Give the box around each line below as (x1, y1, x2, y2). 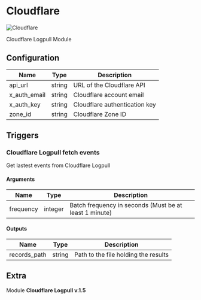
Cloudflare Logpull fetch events (6, 149, 100, 157)
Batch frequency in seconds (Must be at (69, 201, 182, 209)
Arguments (6, 175, 35, 183)
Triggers (6, 131, 39, 141)
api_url (9, 81, 28, 89)
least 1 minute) (69, 208, 112, 217)
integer (44, 205, 64, 213)
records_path (9, 250, 47, 259)
